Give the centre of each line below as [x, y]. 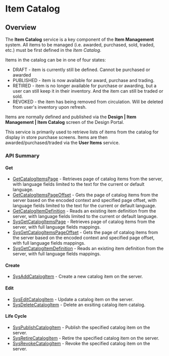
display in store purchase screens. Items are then [57, 137]
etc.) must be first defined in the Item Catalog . [53, 50]
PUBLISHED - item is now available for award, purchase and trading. [83, 80]
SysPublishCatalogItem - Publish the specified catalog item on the [81, 327]
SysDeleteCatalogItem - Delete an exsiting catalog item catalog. [79, 305]
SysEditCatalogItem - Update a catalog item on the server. [73, 299]
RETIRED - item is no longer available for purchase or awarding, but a [84, 86]
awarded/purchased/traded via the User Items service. [63, 143]
